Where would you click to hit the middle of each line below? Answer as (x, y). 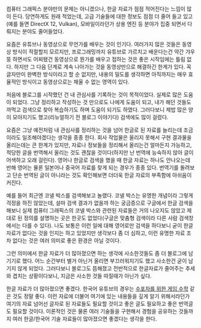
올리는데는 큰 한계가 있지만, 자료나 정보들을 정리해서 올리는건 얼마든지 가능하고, (99, 145)
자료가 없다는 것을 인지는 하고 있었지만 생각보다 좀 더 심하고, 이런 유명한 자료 (96, 233)
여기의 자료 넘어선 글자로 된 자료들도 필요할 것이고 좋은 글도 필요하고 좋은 (92, 304)
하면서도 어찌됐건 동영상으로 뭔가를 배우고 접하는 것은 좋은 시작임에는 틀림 (99, 59)
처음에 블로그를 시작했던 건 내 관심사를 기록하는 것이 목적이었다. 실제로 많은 (94, 94)
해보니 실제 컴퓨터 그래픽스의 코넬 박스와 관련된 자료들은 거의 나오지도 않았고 (96, 210)
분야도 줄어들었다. (43, 31)
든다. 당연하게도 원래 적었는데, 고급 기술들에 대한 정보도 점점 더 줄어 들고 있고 (103, 16)
